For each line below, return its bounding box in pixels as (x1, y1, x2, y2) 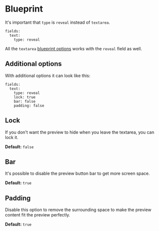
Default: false (5, 144, 34, 150)
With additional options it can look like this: (5, 73, 91, 78)
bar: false (14, 99, 36, 104)
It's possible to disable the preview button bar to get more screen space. (5, 170, 150, 176)
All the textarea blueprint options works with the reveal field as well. (5, 46, 142, 51)
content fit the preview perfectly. (5, 212, 70, 218)
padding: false (14, 103, 45, 108)
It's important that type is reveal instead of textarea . (5, 19, 110, 25)
